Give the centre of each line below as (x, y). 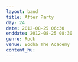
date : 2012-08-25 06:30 (35, 28)
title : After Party (30, 17)
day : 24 (16, 22)
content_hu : (21, 50)
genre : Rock (21, 39)
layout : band (22, 12)
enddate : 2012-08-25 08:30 (39, 34)
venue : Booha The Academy (38, 45)
